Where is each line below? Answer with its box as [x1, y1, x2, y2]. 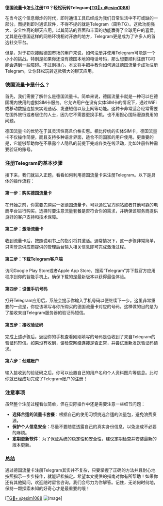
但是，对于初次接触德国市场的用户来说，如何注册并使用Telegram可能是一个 [5, 50, 156, 56]
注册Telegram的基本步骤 [5, 160, 63, 167]
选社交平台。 [5, 39, 31, 45]
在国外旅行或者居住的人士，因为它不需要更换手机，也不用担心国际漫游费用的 [5, 112, 158, 117]
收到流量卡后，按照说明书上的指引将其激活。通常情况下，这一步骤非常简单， [5, 238, 158, 243]
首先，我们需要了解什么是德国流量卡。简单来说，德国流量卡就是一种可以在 [5, 94, 154, 99]
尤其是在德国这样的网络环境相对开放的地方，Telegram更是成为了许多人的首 [5, 34, 156, 39]
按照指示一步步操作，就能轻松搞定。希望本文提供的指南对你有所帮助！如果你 [5, 473, 158, 479]
